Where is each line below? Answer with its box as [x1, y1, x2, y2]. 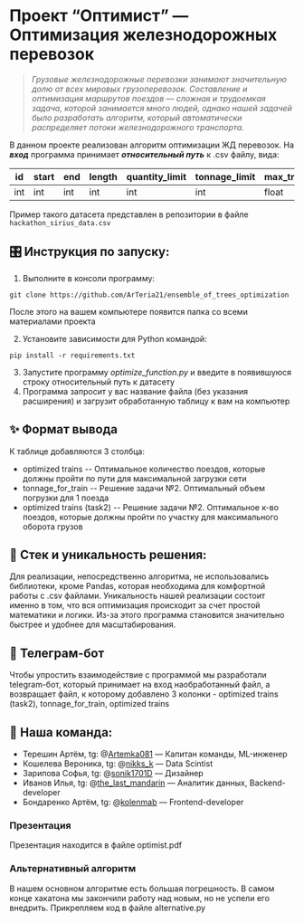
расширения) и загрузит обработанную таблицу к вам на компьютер [22, 395, 290, 406]
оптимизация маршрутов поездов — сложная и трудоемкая [31, 92, 266, 104]
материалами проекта [9, 316, 97, 327]
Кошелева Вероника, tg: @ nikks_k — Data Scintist [22, 758, 214, 769]
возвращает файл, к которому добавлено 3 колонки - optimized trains [9, 689, 279, 699]
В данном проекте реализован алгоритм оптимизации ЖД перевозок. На [9, 139, 295, 150]
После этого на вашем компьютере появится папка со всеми [9, 306, 249, 317]
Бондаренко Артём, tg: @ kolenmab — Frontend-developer [22, 797, 244, 807]
